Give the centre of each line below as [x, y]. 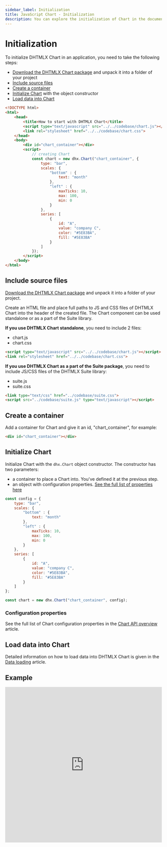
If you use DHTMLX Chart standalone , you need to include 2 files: [73, 328]
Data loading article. [26, 662]
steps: [11, 63]
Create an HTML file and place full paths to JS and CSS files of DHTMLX [79, 308]
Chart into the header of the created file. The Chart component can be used [83, 313]
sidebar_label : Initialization [38, 10]
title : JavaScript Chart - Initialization [50, 14]
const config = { [23, 499]
